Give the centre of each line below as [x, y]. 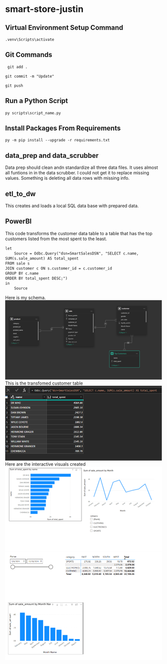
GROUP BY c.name [22, 273]
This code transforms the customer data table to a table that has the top [79, 233]
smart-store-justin [44, 9]
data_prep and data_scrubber [52, 155]
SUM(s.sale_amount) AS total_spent [42, 258]
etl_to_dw [20, 194]
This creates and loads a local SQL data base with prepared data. [72, 206]
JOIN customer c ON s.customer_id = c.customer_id [59, 268]
